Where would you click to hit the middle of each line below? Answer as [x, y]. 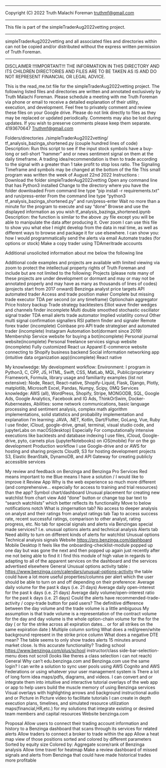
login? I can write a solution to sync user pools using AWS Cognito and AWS [83, 666]
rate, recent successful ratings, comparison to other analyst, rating [73, 519]
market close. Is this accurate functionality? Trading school [65, 645]
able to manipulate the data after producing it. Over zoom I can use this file [81, 222]
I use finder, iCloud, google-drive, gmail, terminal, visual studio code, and [80, 425]
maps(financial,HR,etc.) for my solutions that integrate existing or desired [80, 709]
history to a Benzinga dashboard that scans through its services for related [81, 729]
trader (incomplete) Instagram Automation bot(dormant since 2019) [73, 331]
